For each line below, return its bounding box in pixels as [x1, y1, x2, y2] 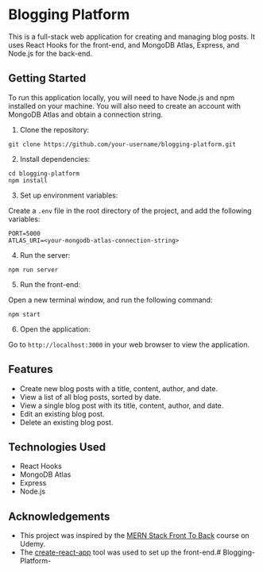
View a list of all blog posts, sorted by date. [19, 392, 161, 401]
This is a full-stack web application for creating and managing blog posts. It [8, 32, 256, 41]
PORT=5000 [8, 229, 41, 237]
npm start [8, 310, 41, 318]
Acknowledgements [8, 509, 110, 523]
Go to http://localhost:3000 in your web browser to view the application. [8, 340, 250, 349]
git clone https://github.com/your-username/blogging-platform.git [8, 140, 237, 148]
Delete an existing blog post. [19, 417, 114, 427]
